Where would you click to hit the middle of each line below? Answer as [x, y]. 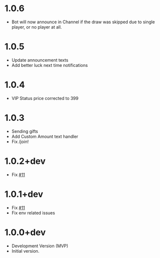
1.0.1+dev [24, 194]
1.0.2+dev [25, 161]
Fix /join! [20, 142]
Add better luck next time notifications [50, 65]
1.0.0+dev [25, 232]
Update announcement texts [40, 60]
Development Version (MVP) [40, 246]
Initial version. [25, 251]
